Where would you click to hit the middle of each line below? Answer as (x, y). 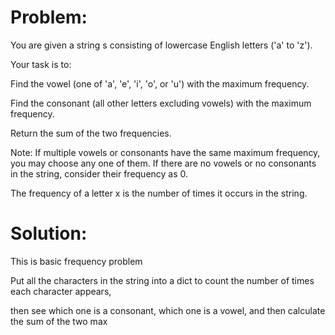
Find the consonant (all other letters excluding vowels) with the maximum (161, 103)
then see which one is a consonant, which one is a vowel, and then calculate (168, 310)
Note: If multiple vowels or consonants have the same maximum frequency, (165, 152)
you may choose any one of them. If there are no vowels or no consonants (163, 163)
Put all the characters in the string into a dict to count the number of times (162, 280)
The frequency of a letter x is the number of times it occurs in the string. (159, 193)
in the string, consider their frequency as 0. (99, 173)
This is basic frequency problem (76, 261)
